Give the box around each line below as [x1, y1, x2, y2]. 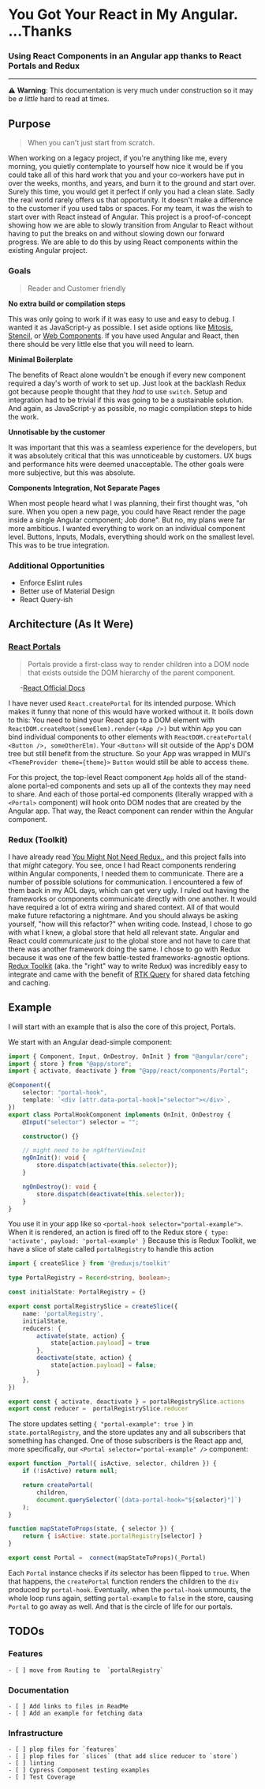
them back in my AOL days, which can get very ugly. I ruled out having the [8, 885, 250, 894]
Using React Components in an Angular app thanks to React [8, 51, 242, 62]
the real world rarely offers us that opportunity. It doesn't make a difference [8, 195, 254, 205]
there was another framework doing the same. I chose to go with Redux [8, 944, 241, 954]
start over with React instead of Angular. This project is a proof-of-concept [8, 212, 252, 222]
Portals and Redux [8, 61, 80, 72]
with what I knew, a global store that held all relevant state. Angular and [8, 927, 240, 937]
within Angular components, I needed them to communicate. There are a [8, 868, 244, 878]
